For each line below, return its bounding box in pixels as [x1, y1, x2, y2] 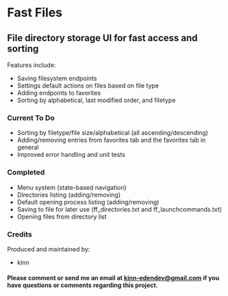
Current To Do [7, 113, 55, 123]
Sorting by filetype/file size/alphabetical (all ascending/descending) [16, 129, 209, 137]
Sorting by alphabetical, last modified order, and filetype [16, 96, 176, 104]
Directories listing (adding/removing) [16, 190, 121, 199]
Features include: [7, 61, 56, 69]
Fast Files [7, 5, 63, 21]
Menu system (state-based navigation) [16, 183, 127, 191]
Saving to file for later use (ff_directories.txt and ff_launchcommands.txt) [16, 205, 223, 213]
